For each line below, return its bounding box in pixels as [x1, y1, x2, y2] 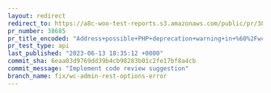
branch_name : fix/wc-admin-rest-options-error [7, 72, 167, 80]
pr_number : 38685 [7, 27, 66, 35]
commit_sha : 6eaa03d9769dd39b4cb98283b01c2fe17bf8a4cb [7, 57, 197, 66]
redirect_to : [7, 19, 52, 27]
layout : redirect [7, 11, 66, 20]
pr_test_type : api [7, 42, 70, 50]
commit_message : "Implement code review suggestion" [7, 65, 189, 73]
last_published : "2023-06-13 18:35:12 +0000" [7, 49, 163, 57]
